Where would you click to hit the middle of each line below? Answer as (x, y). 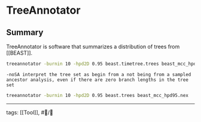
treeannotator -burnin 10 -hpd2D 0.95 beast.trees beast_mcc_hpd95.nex (97, 95)
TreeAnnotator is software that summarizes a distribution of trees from (93, 46)
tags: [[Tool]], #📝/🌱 (30, 112)
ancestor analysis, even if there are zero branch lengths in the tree (97, 80)
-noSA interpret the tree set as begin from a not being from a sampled (99, 74)
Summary (25, 32)
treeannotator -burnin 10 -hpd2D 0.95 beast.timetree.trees (83, 64)
